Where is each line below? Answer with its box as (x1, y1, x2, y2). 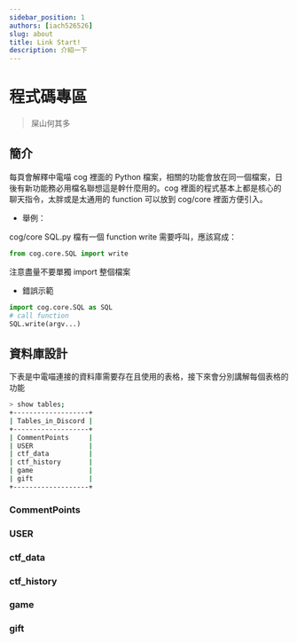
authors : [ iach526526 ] (9, 21, 93, 30)
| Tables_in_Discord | (9, 416, 93, 426)
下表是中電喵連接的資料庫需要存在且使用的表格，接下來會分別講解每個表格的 (9, 372, 289, 382)
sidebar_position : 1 (9, 12, 86, 22)
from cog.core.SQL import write (9, 249, 129, 258)
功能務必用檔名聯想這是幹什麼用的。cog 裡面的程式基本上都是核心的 (32, 183, 282, 193)
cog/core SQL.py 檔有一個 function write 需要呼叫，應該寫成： (9, 231, 238, 242)
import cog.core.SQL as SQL (9, 302, 113, 311)
